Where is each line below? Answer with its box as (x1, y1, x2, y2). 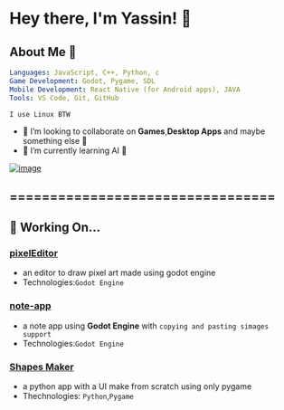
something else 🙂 (22, 136, 88, 147)
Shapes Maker (9, 360, 74, 373)
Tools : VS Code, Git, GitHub (9, 93, 119, 102)
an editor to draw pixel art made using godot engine (22, 267, 216, 279)
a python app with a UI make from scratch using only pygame (22, 381, 252, 392)
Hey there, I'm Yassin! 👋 (9, 8, 192, 29)
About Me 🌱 (9, 44, 77, 60)
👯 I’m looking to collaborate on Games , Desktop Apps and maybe (22, 126, 266, 137)
